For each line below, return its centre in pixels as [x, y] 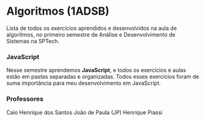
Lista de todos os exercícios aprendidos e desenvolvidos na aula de [92, 28]
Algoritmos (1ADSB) [58, 11]
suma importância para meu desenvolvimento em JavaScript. [84, 83]
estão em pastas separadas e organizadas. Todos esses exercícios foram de [103, 77]
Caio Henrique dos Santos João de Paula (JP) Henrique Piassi [84, 112]
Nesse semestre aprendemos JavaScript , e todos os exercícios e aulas [96, 70]
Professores [25, 99]
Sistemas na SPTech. [33, 41]
